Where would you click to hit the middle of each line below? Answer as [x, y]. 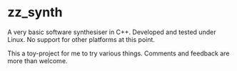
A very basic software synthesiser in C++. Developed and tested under [112, 32]
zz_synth [35, 12]
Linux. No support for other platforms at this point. [81, 39]
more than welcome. [37, 60]
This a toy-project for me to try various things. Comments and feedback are [118, 53]
